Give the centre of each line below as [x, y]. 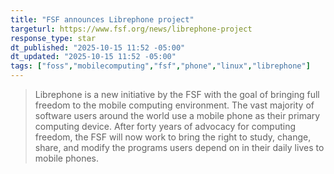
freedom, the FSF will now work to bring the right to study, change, [173, 137]
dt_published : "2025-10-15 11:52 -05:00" [98, 47]
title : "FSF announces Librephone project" [102, 19]
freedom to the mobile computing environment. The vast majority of [174, 105]
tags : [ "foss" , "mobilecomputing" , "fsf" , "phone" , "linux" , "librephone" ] [160, 66]
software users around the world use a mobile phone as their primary [177, 115]
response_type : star [53, 38]
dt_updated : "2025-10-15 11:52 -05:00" [93, 57]
